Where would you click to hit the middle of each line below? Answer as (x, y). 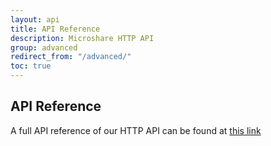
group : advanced (44, 47)
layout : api (35, 19)
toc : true (31, 66)
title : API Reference (55, 29)
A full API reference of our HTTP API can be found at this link (136, 130)
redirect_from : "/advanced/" (71, 57)
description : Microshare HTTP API (82, 38)
